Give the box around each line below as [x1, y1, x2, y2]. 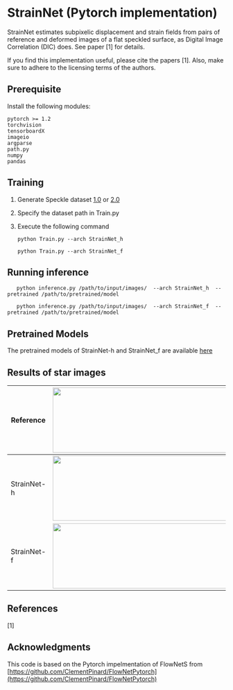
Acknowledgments [7, 641, 92, 653]
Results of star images [7, 367, 106, 378]
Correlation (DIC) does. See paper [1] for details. [7, 42, 146, 51]
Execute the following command [17, 222, 110, 230]
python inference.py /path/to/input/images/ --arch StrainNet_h [16, 285, 209, 292]
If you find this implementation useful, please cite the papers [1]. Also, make [7, 56, 224, 64]
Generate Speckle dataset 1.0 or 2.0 [17, 195, 120, 203]
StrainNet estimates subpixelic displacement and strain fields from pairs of [7, 28, 221, 36]
